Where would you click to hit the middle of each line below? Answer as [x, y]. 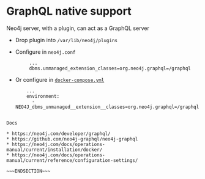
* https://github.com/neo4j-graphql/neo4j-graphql [72, 139]
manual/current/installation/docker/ [54, 150]
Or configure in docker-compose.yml [60, 79]
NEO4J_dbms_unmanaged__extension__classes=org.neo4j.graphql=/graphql [107, 107]
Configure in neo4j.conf [45, 52]
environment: [43, 96]
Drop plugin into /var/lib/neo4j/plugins [66, 40]
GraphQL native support [69, 11]
